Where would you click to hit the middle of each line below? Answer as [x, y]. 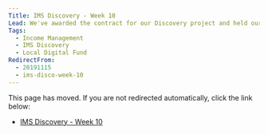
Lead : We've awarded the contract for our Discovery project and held [128, 23]
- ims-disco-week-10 [49, 75]
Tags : [17, 30]
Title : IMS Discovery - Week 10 [62, 16]
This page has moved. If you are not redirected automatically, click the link [130, 97]
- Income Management [49, 38]
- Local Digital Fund [51, 53]
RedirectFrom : [32, 61]
